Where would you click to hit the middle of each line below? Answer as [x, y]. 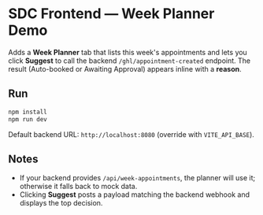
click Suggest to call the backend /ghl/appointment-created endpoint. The [129, 61]
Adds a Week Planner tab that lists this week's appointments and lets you [128, 52]
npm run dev [28, 119]
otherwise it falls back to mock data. [78, 187]
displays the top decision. [61, 203]
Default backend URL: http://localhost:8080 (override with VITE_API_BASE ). [131, 134]
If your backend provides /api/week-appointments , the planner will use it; [137, 178]
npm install [28, 112]
